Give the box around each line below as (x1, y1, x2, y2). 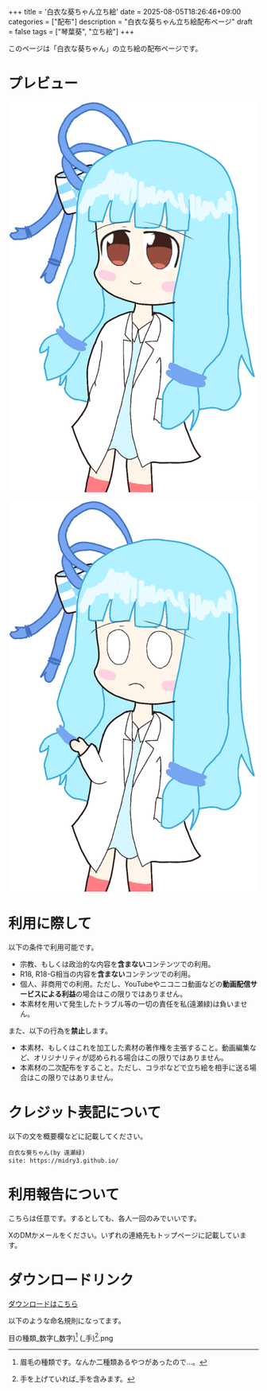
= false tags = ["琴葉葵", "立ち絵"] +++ (8, 27, 135, 36)
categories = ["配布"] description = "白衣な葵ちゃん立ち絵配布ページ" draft (8, 17, 253, 26)
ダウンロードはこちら (8, 1299, 78, 1308)
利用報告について (8, 1186, 120, 1204)
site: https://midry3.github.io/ (8, 1156, 119, 1164)
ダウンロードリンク (8, 1272, 134, 1289)
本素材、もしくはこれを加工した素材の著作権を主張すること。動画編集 (19, 1042, 250, 1052)
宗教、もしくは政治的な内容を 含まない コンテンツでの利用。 (19, 959, 215, 968)
